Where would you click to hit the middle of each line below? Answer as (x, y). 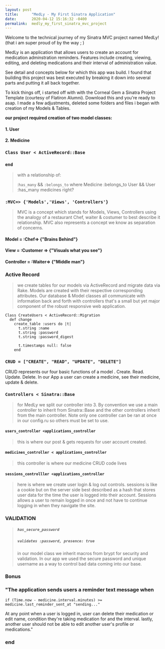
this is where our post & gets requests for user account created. (82, 442)
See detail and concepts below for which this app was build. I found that (78, 73)
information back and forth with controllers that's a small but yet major (88, 301)
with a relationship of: (39, 175)
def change (21, 320)
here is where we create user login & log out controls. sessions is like (87, 484)
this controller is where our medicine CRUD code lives (72, 463)
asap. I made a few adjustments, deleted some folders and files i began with (82, 103)
